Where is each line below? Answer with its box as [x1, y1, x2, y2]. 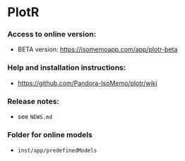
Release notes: [7, 96, 60, 106]
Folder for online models [7, 130, 93, 139]
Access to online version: [7, 30, 97, 39]
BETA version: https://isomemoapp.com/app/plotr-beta [17, 45, 178, 53]
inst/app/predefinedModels [17, 147, 97, 155]
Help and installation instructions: [7, 63, 126, 72]
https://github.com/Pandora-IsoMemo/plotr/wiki [17, 79, 157, 87]
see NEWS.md [17, 112, 53, 121]
